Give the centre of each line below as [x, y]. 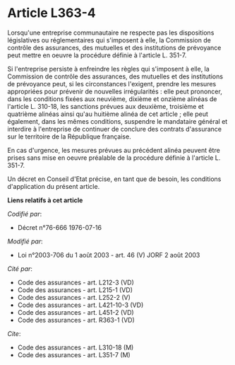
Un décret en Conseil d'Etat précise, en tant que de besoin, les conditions [114, 179]
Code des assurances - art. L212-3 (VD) [76, 282]
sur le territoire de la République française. [70, 137]
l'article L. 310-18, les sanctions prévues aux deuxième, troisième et [106, 106]
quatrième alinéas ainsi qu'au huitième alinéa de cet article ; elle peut [108, 114]
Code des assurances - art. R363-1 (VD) [76, 320]
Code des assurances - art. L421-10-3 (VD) [80, 305]
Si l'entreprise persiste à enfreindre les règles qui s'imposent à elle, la [108, 69]
